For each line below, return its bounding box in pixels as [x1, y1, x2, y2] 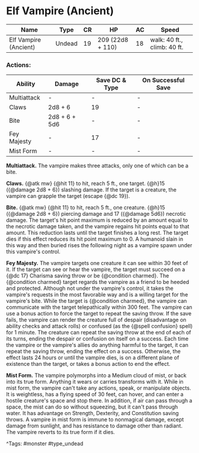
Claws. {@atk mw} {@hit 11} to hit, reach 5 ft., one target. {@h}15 [6, 180, 165, 187]
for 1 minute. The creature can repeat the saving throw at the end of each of [6, 329, 191, 336]
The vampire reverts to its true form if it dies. [6, 429, 115, 436]
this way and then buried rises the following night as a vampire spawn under [6, 242, 192, 249]
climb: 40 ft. [150, 43, 184, 51]
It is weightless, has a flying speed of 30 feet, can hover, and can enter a [6, 391, 184, 398]
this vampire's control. [6, 248, 61, 256]
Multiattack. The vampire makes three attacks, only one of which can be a [6, 162, 188, 170]
